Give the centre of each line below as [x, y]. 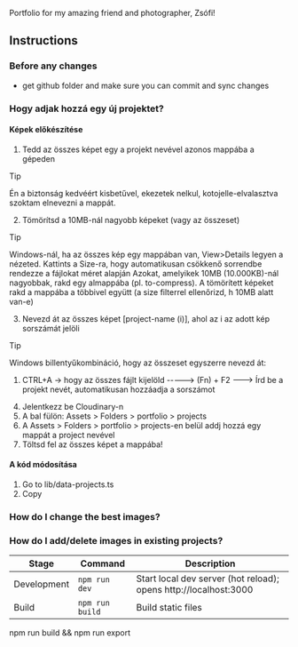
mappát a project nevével [68, 435]
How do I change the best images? [85, 516]
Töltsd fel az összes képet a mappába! [92, 444]
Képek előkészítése [46, 130]
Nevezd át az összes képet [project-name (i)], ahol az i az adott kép [146, 318]
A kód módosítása [43, 465]
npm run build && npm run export [70, 633]
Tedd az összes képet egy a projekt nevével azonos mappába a [138, 149]
